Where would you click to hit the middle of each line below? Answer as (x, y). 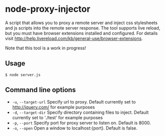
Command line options (41, 90)
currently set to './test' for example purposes (57, 117)
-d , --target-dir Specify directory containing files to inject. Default (80, 112)
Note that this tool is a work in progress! (46, 48)
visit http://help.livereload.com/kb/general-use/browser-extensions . (74, 38)
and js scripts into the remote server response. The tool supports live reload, (83, 28)
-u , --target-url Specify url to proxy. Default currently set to (74, 102)
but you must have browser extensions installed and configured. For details (82, 33)
